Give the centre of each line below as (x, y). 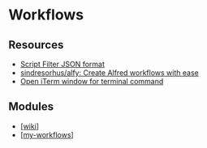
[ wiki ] (29, 126)
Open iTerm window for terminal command (92, 81)
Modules (31, 107)
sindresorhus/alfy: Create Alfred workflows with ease (109, 73)
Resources (36, 45)
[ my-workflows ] (47, 134)
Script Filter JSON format (63, 64)
